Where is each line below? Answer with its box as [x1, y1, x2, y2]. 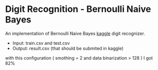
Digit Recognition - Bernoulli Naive [5, 3, 151, 15]
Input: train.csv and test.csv [12, 40, 70, 46]
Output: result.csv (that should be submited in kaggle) [12, 45, 124, 51]
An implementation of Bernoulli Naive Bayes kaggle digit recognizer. [5, 30, 145, 36]
